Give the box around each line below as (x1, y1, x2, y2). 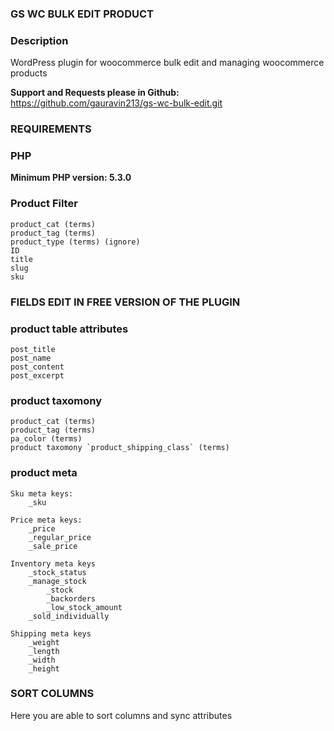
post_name (10, 353, 52, 363)
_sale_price (28, 541, 78, 551)
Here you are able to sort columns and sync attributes (10, 709, 233, 721)
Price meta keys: (10, 515, 83, 525)
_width (28, 655, 56, 665)
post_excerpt (10, 370, 65, 381)
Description (10, 33, 69, 47)
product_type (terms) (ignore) (10, 237, 141, 247)
